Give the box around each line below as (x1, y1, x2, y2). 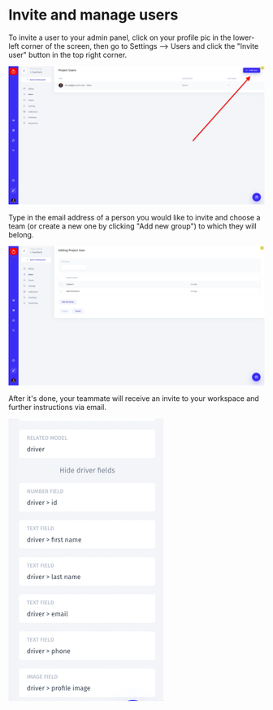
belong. (8, 230, 34, 240)
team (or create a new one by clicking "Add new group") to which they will (8, 221, 258, 231)
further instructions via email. (8, 402, 107, 412)
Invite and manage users (8, 6, 179, 24)
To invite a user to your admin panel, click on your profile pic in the (8, 33, 232, 42)
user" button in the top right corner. (8, 50, 128, 59)
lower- (232, 33, 255, 42)
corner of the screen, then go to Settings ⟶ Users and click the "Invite (20, 41, 259, 50)
